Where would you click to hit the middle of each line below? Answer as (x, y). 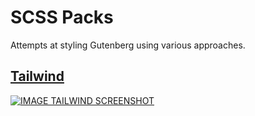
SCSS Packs (62, 17)
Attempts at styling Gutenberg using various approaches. (128, 45)
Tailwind (37, 76)
